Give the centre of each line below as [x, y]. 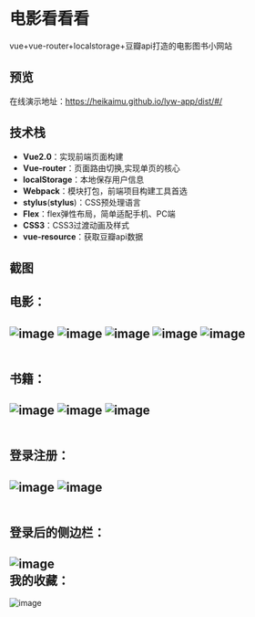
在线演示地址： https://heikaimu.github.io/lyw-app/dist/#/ [116, 101]
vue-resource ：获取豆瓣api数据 [83, 236]
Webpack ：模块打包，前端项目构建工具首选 [105, 191]
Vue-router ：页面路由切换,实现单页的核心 [101, 168]
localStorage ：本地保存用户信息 [83, 179]
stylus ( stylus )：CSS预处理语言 [82, 202]
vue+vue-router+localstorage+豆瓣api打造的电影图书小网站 [121, 46]
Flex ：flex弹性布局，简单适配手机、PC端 [99, 213]
